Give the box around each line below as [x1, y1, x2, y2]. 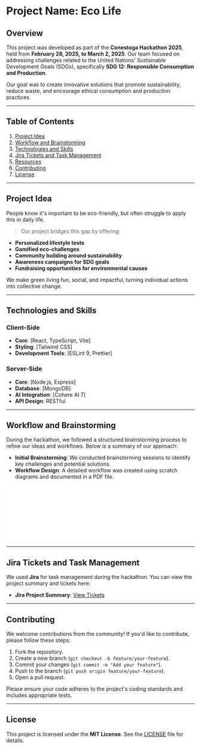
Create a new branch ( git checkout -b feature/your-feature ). [14, 654, 170, 662]
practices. [6, 94, 31, 101]
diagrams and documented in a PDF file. [14, 473, 114, 480]
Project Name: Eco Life [6, 4, 121, 18]
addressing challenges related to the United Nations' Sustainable [6, 57, 166, 63]
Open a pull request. [14, 674, 66, 681]
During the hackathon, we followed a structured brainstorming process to [6, 436, 187, 444]
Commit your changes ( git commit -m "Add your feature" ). [14, 661, 163, 668]
